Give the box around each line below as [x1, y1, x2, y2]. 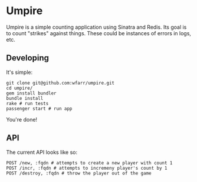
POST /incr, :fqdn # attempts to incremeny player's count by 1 [6, 165, 168, 171]
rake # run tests [6, 100, 49, 106]
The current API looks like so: [6, 149, 78, 156]
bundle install [6, 95, 44, 101]
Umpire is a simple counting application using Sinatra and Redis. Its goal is [6, 23, 187, 31]
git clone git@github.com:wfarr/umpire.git [6, 80, 115, 86]
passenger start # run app [6, 106, 73, 112]
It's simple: [6, 69, 33, 76]
